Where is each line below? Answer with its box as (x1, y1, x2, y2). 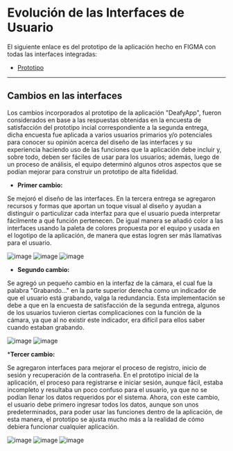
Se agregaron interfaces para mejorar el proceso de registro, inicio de (7, 363, 207, 372)
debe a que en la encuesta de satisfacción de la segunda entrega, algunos (7, 300, 221, 309)
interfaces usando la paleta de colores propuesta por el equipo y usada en (7, 223, 220, 232)
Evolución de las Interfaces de (7, 5, 185, 21)
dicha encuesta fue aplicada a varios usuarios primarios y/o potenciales (7, 130, 213, 139)
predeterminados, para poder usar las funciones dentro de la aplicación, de (7, 407, 223, 416)
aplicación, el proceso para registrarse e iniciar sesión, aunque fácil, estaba (7, 378, 223, 386)
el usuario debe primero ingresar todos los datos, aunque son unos (7, 400, 199, 409)
